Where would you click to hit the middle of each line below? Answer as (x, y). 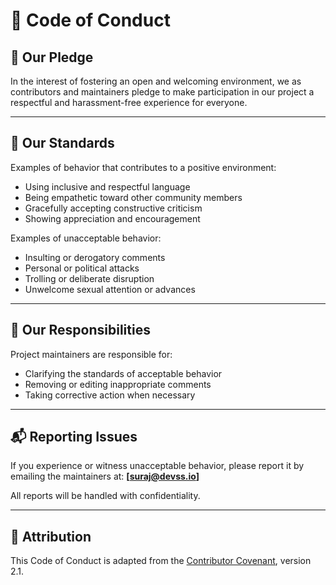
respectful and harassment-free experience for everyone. (129, 102)
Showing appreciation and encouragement (112, 218)
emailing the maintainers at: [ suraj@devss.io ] (105, 476)
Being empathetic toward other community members (133, 197)
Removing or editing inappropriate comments (118, 384)
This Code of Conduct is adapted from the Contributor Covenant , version (161, 561)
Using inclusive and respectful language (107, 186)
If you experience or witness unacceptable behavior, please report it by (157, 466)
